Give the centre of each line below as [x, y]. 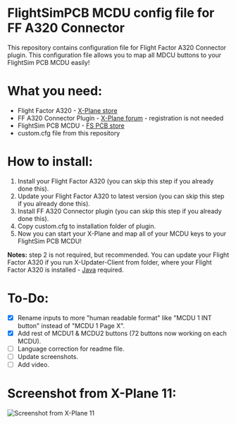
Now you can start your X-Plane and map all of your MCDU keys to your [122, 234]
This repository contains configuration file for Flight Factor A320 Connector [117, 47]
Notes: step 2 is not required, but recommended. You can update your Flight [118, 255]
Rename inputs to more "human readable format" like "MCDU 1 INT [115, 317]
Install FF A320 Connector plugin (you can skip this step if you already [119, 211]
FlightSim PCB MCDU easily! [49, 62]
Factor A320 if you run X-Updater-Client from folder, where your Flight [110, 262]
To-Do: [28, 298]
